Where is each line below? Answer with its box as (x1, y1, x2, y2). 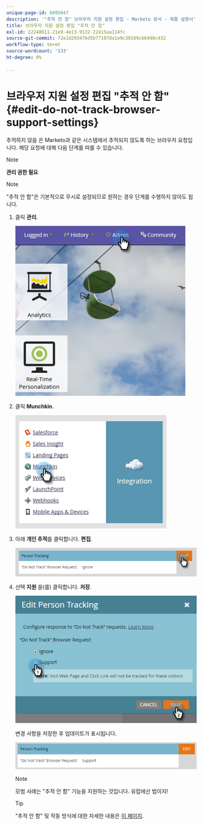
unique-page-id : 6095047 (6, 10, 69, 16)
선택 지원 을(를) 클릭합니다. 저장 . (14, 583, 92, 590)
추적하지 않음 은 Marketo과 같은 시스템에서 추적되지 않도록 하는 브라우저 (6, 136, 177, 143)
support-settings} (6, 115, 99, 129)
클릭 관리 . (14, 213, 38, 221)
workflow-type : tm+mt (6, 42, 61, 48)
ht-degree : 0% (6, 54, 42, 60)
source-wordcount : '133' (6, 48, 69, 54)
